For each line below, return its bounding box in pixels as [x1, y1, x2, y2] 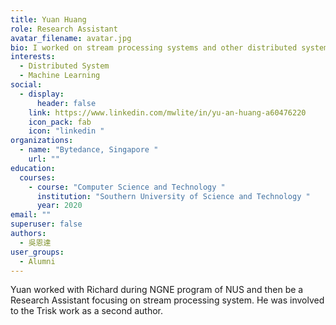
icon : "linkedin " [28, 126, 105, 136]
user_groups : [10, 247, 65, 257]
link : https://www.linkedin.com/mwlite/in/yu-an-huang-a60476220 [28, 107, 307, 118]
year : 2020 [36, 201, 83, 211]
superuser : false [10, 219, 83, 230]
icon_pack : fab [28, 117, 92, 127]
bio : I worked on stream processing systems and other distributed [10, 42, 298, 53]
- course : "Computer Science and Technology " [28, 182, 226, 192]
